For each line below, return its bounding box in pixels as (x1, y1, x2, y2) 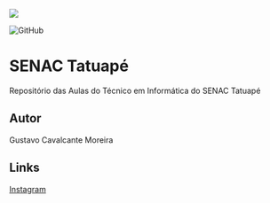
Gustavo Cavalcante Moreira (9, 134, 114, 145)
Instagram (9, 183, 46, 194)
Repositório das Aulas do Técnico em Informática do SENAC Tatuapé (9, 85, 261, 96)
